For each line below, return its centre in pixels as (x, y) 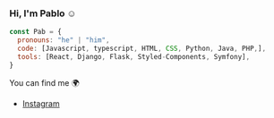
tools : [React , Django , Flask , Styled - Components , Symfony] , (134, 56)
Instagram (41, 103)
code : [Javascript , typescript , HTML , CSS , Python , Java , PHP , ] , (142, 49)
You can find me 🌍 (45, 82)
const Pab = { (36, 32)
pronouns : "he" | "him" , (64, 40)
